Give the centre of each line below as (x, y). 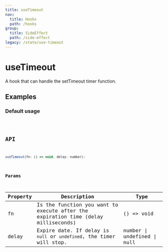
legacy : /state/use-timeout (34, 43)
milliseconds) (56, 222)
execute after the (62, 211)
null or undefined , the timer (76, 236)
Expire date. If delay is (73, 230)
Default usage (22, 111)
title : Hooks (23, 19)
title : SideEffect (29, 33)
